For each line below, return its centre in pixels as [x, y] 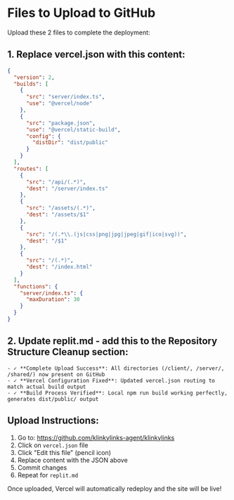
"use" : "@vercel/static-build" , [73, 129]
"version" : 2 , [34, 77]
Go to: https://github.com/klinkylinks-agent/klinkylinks [96, 437]
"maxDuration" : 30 [53, 300]
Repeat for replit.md [48, 475]
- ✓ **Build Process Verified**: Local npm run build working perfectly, [118, 393]
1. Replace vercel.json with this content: [96, 55]
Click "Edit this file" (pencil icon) [64, 452]
